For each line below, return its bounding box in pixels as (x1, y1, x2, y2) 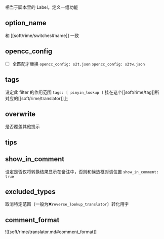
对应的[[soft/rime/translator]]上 (5, 95, 68, 101)
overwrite (5, 110, 36, 118)
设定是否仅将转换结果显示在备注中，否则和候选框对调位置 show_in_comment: (5, 169, 159, 174)
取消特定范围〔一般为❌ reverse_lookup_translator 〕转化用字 (5, 201, 129, 207)
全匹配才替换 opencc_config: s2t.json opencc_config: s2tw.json (12, 61, 145, 67)
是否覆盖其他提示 (5, 124, 40, 130)
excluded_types (5, 187, 56, 196)
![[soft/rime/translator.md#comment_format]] (5, 229, 97, 235)
